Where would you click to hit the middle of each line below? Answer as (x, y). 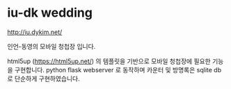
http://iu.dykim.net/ (35, 32)
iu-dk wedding (50, 13)
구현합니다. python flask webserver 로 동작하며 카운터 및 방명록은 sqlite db (118, 70)
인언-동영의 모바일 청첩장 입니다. (51, 46)
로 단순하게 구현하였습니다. (43, 79)
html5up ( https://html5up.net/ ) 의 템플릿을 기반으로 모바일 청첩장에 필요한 (109, 61)
